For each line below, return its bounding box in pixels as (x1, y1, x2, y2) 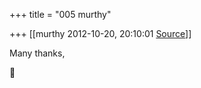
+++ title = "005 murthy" (9, 9, 112, 20)
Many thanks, (9, 47, 66, 59)
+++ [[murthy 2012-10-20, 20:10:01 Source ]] (9, 28, 192, 39)
